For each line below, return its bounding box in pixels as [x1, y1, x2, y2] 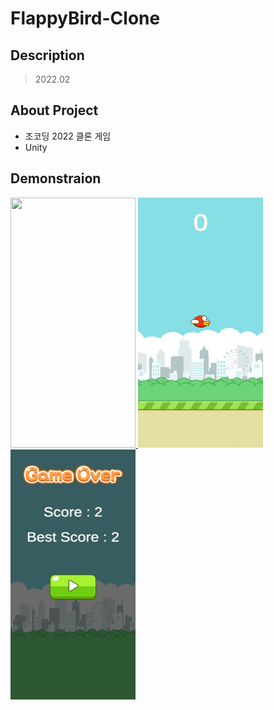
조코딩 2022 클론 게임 [24, 130, 112, 142]
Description [10, 47, 85, 64]
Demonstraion [10, 170, 102, 187]
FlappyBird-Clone [10, 7, 161, 30]
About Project [10, 102, 99, 119]
